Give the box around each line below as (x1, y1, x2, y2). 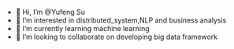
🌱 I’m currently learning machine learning (15, 24, 150, 33)
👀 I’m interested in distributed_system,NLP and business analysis (15, 16, 227, 25)
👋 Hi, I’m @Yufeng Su (15, 8, 85, 16)
